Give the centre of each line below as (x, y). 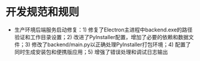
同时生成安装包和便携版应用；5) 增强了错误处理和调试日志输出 (91, 52)
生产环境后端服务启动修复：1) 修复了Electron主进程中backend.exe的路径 (103, 30)
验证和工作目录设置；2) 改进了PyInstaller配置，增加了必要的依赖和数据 (101, 37)
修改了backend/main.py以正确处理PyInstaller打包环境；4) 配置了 (111, 44)
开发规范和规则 (43, 12)
